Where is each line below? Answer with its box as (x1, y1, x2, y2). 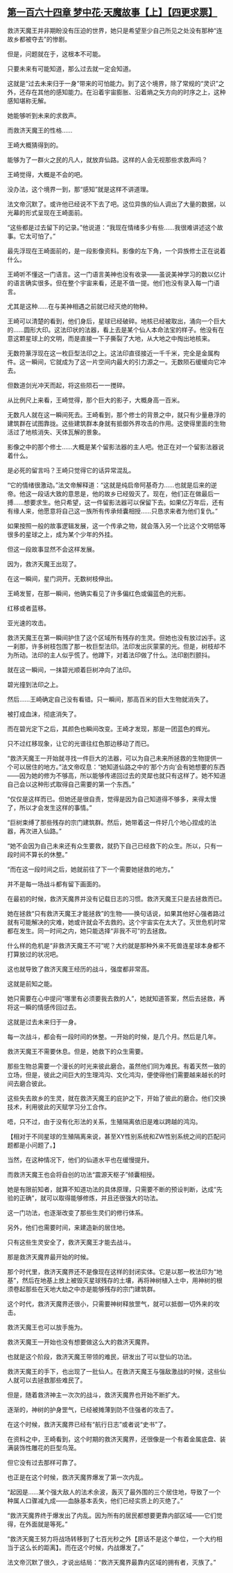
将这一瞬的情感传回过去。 (7, 1003, 80, 1011)
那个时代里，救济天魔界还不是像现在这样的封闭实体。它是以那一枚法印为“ (7, 1267, 217, 1275)
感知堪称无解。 (7, 96, 50, 105)
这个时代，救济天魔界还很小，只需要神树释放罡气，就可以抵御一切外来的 (7, 1300, 214, 1308)
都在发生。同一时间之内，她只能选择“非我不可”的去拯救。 (7, 926, 171, 935)
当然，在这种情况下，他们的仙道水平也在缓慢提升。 (7, 1155, 153, 1164)
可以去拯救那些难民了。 (19, 1376, 87, 1384)
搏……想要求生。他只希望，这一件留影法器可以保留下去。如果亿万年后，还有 (7, 498, 225, 507)
